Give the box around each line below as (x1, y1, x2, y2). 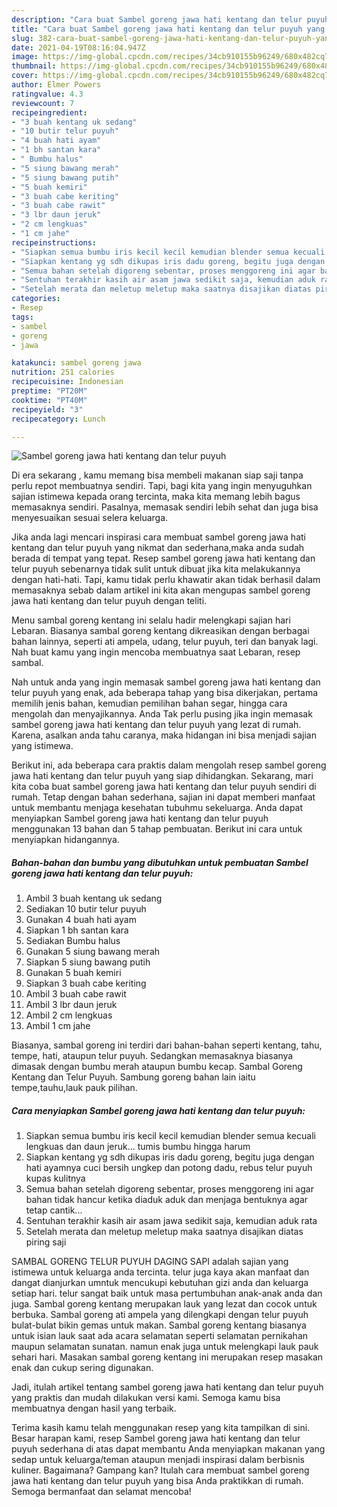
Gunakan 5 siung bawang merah (25, 946, 161, 958)
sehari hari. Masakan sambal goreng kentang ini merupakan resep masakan (11, 1351, 324, 1363)
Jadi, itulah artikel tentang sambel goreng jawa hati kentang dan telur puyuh (11, 1381, 324, 1393)
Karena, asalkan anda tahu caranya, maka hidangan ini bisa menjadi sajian (11, 729, 317, 741)
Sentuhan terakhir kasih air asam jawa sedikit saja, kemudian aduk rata (25, 1215, 318, 1227)
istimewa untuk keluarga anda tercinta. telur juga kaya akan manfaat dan (11, 1266, 310, 1278)
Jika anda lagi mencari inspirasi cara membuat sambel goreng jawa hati (11, 531, 306, 543)
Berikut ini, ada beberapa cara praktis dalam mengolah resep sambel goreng (11, 759, 327, 771)
